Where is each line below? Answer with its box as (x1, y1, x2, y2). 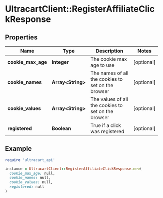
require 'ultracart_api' (5, 157, 55, 162)
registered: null (9, 184, 45, 189)
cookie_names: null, (9, 175, 51, 180)
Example (5, 144, 32, 153)
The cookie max (90, 56, 127, 62)
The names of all (90, 70, 129, 76)
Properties (5, 33, 38, 41)
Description (96, 48, 124, 54)
